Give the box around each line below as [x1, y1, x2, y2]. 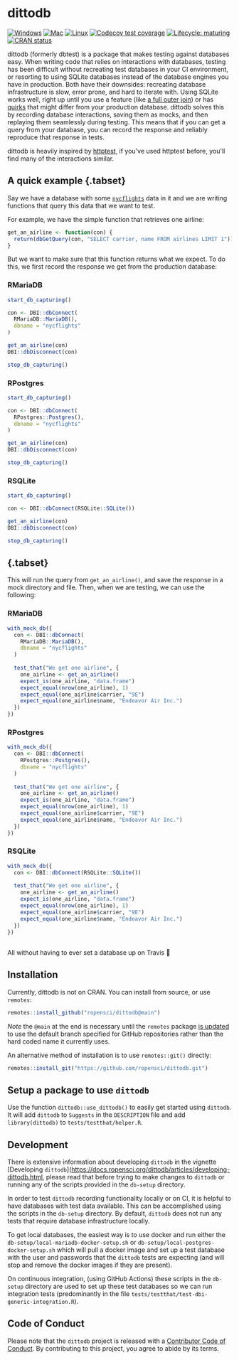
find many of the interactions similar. [7, 154, 115, 163]
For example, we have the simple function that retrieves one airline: [7, 215, 204, 223]
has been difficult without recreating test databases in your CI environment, [7, 65, 229, 73]
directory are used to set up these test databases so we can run [24, 1282, 213, 1291]
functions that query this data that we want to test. [7, 201, 155, 210]
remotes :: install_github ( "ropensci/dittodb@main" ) [7, 1009, 161, 1016]
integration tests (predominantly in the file [7, 1290, 130, 1298]
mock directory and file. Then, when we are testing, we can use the [7, 583, 205, 591]
